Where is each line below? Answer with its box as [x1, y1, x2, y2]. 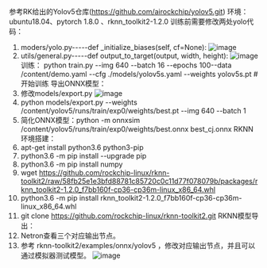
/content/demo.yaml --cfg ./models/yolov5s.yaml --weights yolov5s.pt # [20, 70, 258, 78]
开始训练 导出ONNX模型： [20, 78, 106, 88]
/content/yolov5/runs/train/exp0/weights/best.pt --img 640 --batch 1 [20, 106, 247, 115]
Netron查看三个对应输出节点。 [20, 231, 120, 240]
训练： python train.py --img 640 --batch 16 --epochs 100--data [20, 60, 232, 70]
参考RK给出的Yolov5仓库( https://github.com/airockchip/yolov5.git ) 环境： [9, 7, 249, 16]
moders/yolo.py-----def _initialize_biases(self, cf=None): [20, 43, 207, 52]
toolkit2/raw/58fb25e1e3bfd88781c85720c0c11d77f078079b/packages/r [20, 177, 258, 186]
